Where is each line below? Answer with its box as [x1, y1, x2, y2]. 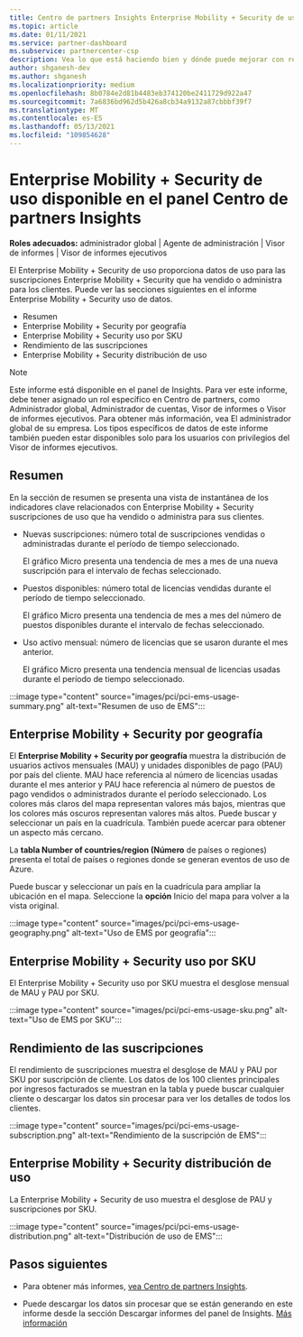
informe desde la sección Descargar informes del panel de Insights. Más [22, 1307, 292, 1318]
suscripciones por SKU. [9, 1203, 97, 1214]
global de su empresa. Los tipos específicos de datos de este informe [9, 422, 269, 433]
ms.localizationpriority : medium [9, 80, 135, 89]
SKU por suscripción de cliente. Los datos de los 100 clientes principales [9, 1074, 280, 1085]
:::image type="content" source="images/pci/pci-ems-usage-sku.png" [9, 1005, 273, 1016]
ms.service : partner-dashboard [9, 38, 127, 48]
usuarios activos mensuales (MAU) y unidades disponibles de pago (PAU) [9, 760, 283, 771]
